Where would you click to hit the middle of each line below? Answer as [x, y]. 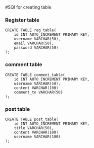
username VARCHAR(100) [37, 137]
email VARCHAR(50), [34, 43]
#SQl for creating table [28, 7]
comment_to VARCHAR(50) [39, 92]
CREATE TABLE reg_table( [31, 30]
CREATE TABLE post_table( [32, 119]
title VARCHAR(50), [34, 128]
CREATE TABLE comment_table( [35, 75]
